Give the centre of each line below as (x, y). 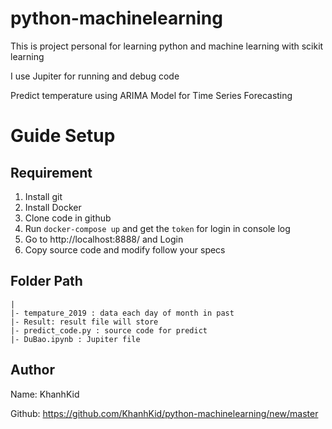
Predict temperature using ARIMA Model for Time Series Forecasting (151, 95)
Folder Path (46, 281)
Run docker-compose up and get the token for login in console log (157, 228)
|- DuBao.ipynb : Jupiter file (75, 339)
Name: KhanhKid (45, 394)
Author (32, 370)
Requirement (51, 172)
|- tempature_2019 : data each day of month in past (122, 313)
